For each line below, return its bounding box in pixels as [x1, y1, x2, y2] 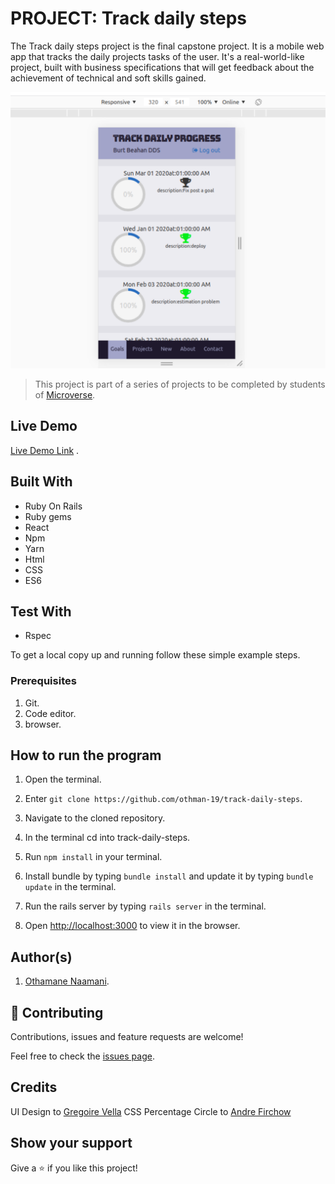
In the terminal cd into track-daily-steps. [24, 832, 191, 844]
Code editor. [24, 707, 77, 719]
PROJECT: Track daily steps [10, 7, 248, 30]
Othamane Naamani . [24, 975, 110, 987]
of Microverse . [34, 388, 96, 401]
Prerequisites [10, 674, 77, 688]
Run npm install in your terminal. [24, 851, 163, 863]
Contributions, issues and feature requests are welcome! [10, 1031, 244, 1043]
